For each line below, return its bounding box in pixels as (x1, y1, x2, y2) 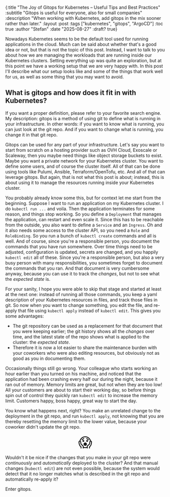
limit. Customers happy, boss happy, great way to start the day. (5, 398, 138, 404)
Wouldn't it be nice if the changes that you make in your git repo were (5, 454, 151, 460)
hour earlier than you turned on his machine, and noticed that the (5, 371, 142, 377)
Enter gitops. (5, 486, 32, 492)
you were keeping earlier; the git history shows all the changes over (12, 328, 155, 334)
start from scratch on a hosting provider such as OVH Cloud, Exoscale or (5, 147, 157, 153)
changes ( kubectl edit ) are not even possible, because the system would (5, 465, 160, 471)
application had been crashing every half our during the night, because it (5, 376, 158, 382)
